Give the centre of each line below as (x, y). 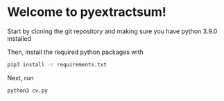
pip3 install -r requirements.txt (57, 64)
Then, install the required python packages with (75, 52)
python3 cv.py (28, 91)
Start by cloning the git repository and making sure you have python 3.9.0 (112, 31)
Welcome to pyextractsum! (87, 12)
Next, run (20, 77)
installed (19, 38)
